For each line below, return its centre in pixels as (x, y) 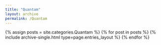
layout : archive (22, 14)
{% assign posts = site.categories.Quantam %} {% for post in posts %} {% (81, 32)
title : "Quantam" (23, 9)
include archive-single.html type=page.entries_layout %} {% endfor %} (77, 37)
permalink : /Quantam (26, 18)
